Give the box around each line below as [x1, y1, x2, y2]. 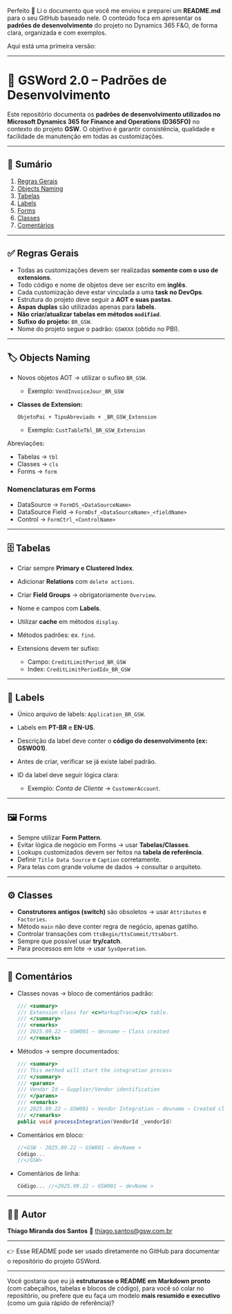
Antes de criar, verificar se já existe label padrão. [17, 757, 157, 766]
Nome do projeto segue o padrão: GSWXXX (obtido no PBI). [17, 325, 180, 333]
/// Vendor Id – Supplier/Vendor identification [17, 1086, 160, 1093]
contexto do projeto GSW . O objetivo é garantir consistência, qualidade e [7, 124, 215, 133]
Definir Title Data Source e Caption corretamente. [17, 855, 162, 864]
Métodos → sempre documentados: [17, 1047, 119, 1055]
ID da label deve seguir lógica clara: [17, 771, 119, 779]
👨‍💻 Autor [7, 1208, 47, 1220]
